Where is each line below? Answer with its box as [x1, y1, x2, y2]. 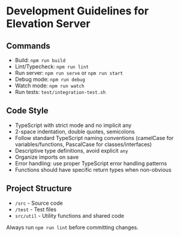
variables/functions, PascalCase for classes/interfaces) [14, 141, 152, 148]
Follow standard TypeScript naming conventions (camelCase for [14, 134, 174, 141]
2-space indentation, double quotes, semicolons [14, 127, 135, 135]
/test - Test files [14, 205, 57, 213]
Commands [6, 41, 51, 51]
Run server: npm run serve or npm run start [14, 69, 124, 76]
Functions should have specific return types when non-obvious [14, 166, 172, 173]
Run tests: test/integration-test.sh [14, 89, 106, 95]
